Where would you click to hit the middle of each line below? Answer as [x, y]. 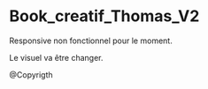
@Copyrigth [31, 74]
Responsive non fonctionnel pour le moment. [91, 41]
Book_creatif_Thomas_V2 [104, 16]
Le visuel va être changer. [56, 57]
